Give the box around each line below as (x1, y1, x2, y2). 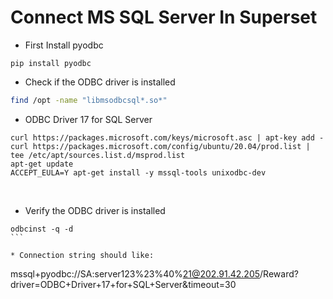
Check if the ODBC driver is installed (24, 76, 176, 88)
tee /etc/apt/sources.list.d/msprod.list (10, 150, 186, 160)
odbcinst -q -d (10, 224, 74, 234)
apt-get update (10, 159, 74, 169)
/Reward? (259, 267, 299, 280)
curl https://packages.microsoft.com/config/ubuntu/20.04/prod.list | (10, 141, 311, 151)
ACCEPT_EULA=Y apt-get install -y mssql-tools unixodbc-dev (10, 167, 267, 178)
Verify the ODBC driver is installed (24, 204, 166, 216)
